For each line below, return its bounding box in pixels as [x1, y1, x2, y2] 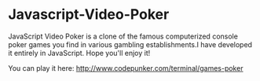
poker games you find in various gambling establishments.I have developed [8, 39, 253, 49]
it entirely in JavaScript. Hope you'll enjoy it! [8, 48, 151, 57]
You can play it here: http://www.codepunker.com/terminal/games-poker [8, 63, 244, 72]
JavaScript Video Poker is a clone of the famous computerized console [8, 31, 238, 41]
